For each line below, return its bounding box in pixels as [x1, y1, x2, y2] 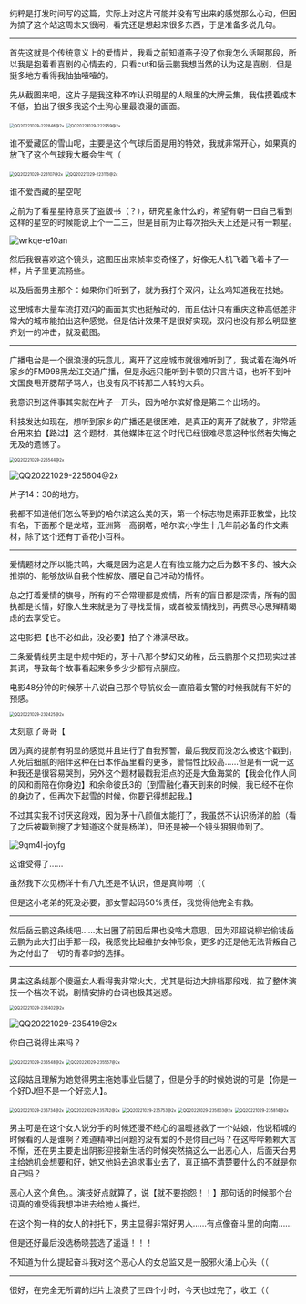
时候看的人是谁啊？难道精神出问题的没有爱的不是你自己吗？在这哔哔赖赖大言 [9, 1134, 297, 1145]
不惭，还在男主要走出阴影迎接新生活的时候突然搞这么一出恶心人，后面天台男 [9, 1146, 297, 1156]
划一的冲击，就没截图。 [16, 327, 106, 337]
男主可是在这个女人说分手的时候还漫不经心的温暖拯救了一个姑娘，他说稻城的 [9, 1123, 297, 1133]
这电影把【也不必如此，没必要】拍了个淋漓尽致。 [9, 632, 193, 642]
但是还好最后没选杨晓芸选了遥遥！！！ [9, 1238, 153, 1248]
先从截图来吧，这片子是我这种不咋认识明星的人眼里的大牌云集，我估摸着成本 [9, 89, 297, 100]
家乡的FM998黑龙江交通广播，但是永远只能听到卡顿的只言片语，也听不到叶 [9, 366, 291, 376]
